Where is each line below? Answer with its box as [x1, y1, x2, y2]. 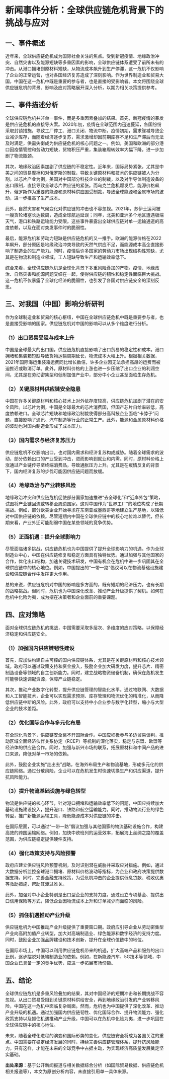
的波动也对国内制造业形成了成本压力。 [5, 423, 84, 429]
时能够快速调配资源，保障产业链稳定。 [5, 676, 84, 682]
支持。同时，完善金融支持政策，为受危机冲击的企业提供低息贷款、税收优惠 [9, 875, 164, 881]
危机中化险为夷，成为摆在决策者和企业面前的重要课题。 [5, 594, 120, 600]
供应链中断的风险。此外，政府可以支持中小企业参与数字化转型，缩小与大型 [9, 699, 164, 705]
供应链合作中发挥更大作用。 [14, 571, 71, 577]
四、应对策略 [5, 610, 45, 619]
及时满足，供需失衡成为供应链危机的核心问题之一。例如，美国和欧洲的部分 [5, 140, 159, 146]
